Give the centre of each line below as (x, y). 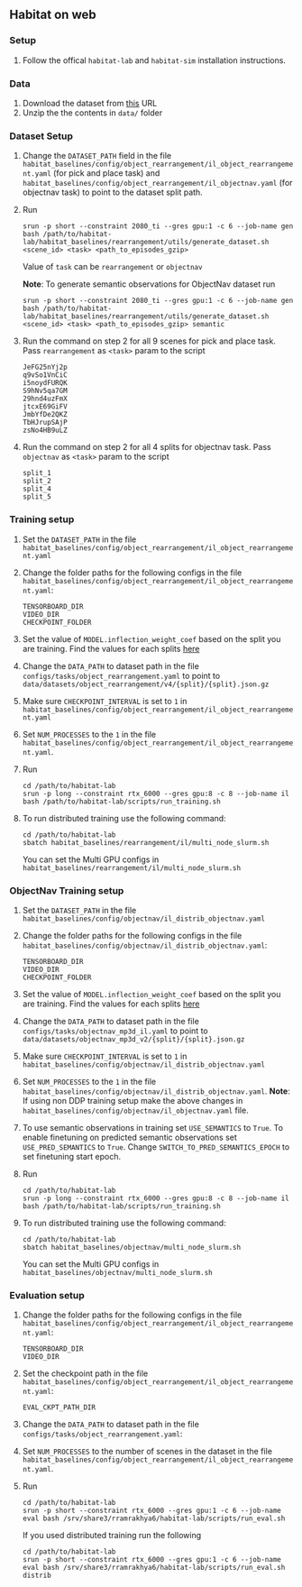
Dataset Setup (41, 136)
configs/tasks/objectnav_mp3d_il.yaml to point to (115, 1031)
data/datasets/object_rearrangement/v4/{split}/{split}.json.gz (146, 684)
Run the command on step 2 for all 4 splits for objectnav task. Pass (147, 447)
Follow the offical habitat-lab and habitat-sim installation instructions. (154, 60)
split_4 (37, 489)
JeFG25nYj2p (45, 367)
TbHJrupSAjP (45, 423)
